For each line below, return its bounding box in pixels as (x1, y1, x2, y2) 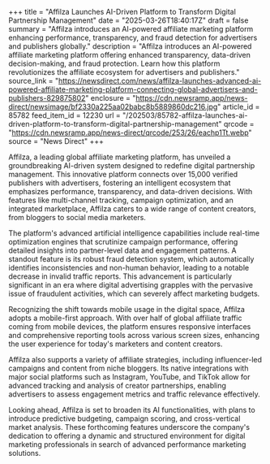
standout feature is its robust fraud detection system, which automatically (8, 254, 255, 263)
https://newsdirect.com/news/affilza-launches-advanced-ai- (58, 76, 262, 85)
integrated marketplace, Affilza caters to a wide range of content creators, (8, 204, 257, 214)
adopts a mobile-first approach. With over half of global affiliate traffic (8, 313, 242, 323)
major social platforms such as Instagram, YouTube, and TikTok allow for (8, 372, 251, 381)
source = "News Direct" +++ (8, 137, 104, 145)
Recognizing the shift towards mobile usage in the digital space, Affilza (8, 305, 246, 314)
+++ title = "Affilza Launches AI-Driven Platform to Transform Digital (8, 7, 237, 16)
